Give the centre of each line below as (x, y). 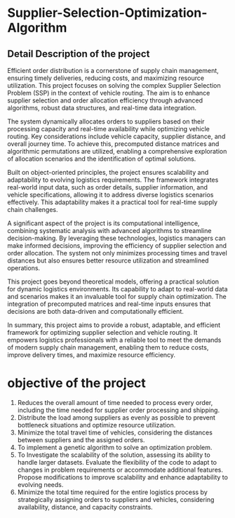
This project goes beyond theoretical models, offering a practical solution (113, 281)
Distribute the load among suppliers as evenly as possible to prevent (116, 417)
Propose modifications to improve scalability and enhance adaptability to (122, 477)
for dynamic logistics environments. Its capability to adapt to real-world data (117, 289)
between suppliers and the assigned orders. (81, 439)
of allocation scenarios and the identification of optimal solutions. (102, 159)
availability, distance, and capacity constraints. (85, 507)
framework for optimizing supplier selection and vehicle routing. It (102, 332)
